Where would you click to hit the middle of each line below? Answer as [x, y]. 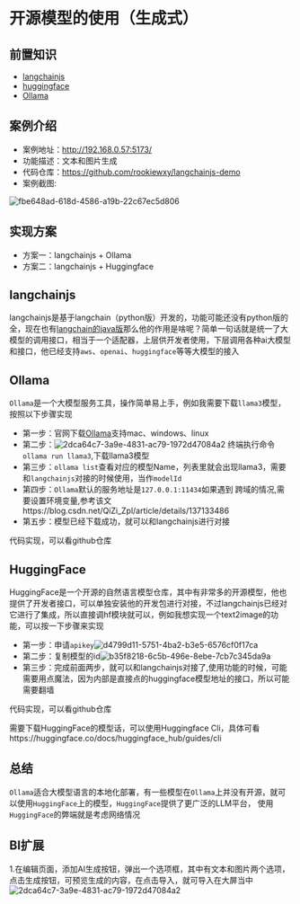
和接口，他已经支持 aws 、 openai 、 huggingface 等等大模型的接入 [124, 351]
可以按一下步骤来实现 [64, 626]
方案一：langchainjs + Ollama [77, 255]
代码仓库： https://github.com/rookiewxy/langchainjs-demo [131, 172]
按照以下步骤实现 [41, 414]
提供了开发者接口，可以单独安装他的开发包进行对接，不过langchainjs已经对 [148, 604]
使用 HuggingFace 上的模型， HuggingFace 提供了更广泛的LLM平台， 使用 [145, 803]
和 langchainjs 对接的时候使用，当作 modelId [102, 478]
